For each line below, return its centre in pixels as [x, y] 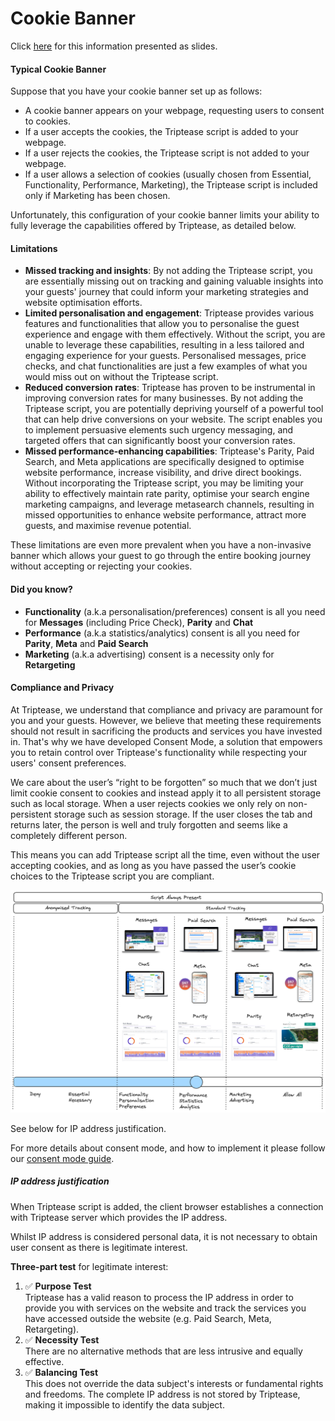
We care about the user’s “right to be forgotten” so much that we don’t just [164, 782]
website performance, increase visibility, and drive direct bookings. [163, 473]
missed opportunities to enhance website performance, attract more [165, 515]
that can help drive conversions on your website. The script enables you [173, 419]
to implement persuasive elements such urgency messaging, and [159, 430]
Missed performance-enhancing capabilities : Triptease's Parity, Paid [169, 451]
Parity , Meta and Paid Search [86, 643]
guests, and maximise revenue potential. [108, 526]
